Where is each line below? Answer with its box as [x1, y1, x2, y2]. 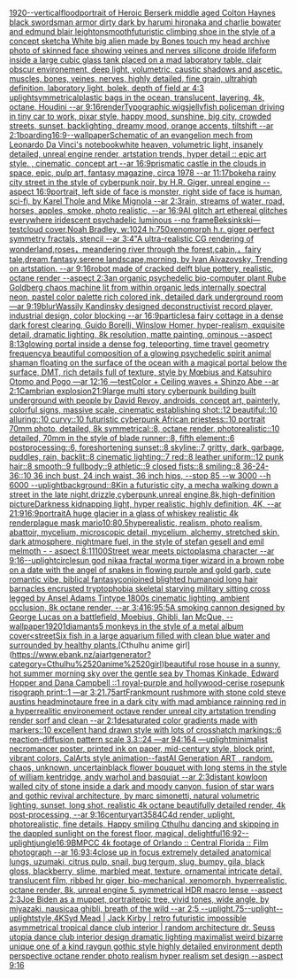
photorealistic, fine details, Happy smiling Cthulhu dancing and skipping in [9, 819, 279, 829]
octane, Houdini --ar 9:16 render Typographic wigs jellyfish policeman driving [9, 102, 285, 112]
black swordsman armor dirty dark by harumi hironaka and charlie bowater [9, 17, 281, 27]
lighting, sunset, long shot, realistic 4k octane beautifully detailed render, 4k [9, 800, 286, 810]
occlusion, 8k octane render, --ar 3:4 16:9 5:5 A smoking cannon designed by [9, 602, 286, 612]
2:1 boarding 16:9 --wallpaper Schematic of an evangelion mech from [9, 130, 254, 140]
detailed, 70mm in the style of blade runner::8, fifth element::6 [9, 433, 235, 443]
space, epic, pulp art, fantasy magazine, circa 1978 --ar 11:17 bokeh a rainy [9, 167, 277, 178]
